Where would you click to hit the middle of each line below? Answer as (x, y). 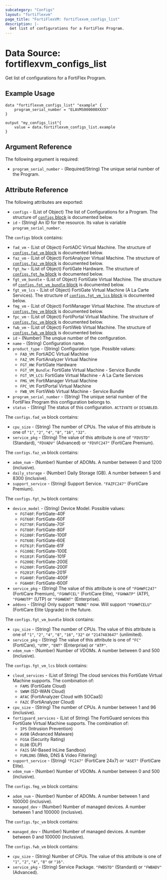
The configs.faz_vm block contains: (42, 452)
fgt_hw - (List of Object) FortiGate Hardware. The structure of (76, 269)
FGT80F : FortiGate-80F (43, 530)
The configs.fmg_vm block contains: (42, 786)
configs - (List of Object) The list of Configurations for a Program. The (85, 212)
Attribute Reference (37, 190)
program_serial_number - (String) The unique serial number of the (80, 397)
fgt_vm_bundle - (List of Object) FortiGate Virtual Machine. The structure (87, 279)
